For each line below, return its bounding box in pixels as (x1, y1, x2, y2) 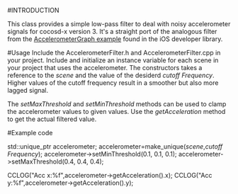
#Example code (7, 129, 53, 137)
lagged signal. (7, 86, 49, 94)
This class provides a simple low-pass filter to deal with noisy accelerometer (7, 20, 231, 28)
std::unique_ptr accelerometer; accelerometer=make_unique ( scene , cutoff (7, 142, 223, 151)
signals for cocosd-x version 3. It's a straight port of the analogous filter (7, 28, 217, 35)
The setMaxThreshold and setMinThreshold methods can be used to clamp (7, 100, 227, 108)
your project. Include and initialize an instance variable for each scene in (7, 56, 219, 64)
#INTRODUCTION (7, 6, 59, 14)
